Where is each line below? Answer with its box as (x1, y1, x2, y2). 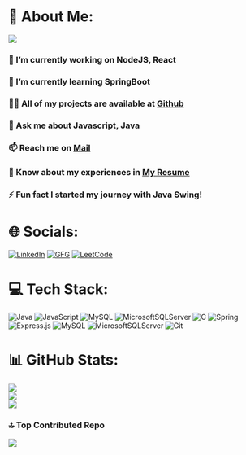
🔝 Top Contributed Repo (8, 419, 106, 431)
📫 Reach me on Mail (8, 142, 91, 153)
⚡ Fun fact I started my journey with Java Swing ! (8, 189, 203, 200)
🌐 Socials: (8, 222, 79, 241)
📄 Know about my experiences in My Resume (8, 167, 190, 178)
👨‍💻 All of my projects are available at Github (8, 98, 184, 109)
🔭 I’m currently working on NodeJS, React (8, 54, 177, 65)
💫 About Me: (8, 7, 94, 26)
